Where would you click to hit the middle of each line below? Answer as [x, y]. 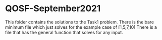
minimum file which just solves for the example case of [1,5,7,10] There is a [81, 27]
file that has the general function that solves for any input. [64, 32]
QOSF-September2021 [53, 9]
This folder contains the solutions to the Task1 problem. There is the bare [80, 22]
